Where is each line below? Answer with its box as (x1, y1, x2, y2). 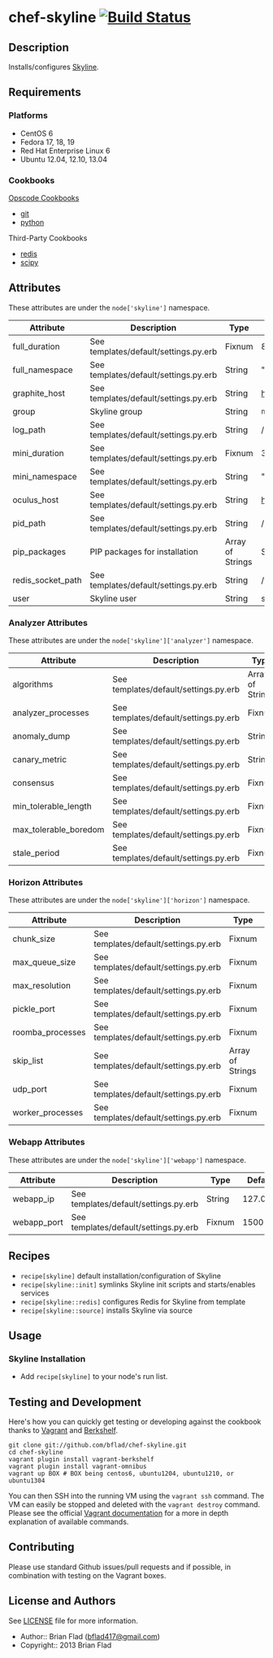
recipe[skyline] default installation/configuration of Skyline (19, 1270, 222, 1280)
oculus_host (12, 494, 59, 506)
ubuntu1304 (8, 1477, 45, 1485)
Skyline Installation (8, 1353, 86, 1365)
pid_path (12, 517, 46, 528)
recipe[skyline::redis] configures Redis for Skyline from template (19, 1296, 246, 1306)
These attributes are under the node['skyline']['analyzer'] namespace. (8, 636, 253, 645)
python (19, 217, 45, 227)
